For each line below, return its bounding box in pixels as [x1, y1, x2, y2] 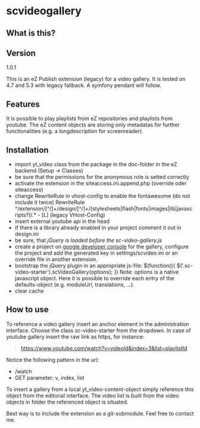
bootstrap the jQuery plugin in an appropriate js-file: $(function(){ [14, 262, 176, 269]
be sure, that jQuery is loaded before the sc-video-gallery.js [14, 237, 162, 244]
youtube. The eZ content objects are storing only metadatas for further [6, 121, 180, 129]
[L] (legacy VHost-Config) [41, 212, 105, 219]
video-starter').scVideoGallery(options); [14, 268, 113, 275]
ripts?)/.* [14, 212, 37, 219]
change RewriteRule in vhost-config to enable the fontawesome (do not [14, 193, 190, 200]
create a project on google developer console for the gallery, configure [14, 243, 189, 250]
